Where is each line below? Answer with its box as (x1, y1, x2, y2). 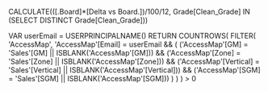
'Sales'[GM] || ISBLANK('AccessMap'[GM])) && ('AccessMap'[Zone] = (8, 48, 241, 57)
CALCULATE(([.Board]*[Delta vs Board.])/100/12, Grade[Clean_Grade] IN (8, 7, 250, 16)
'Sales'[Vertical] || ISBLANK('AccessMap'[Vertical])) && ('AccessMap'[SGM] (8, 65, 261, 75)
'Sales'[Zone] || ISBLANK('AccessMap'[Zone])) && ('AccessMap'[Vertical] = (8, 56, 260, 66)
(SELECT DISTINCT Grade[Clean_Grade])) (8, 15, 149, 25)
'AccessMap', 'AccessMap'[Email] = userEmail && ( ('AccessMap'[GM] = (8, 39, 249, 49)
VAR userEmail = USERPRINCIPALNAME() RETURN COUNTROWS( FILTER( (8, 31, 257, 40)
